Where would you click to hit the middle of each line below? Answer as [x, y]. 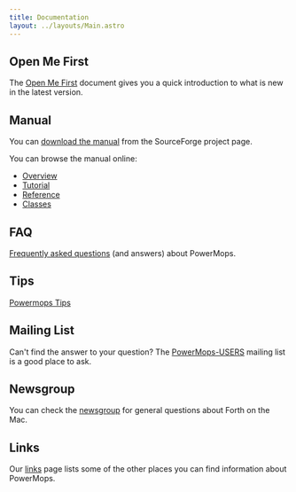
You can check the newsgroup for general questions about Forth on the [140, 410]
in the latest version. [46, 92]
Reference [41, 195]
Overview [39, 176]
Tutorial [36, 185]
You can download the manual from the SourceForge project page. [131, 142]
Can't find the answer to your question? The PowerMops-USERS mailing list [148, 352]
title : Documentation [49, 17]
